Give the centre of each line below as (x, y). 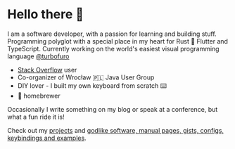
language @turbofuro (38, 56)
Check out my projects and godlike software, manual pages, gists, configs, (115, 130)
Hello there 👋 (46, 14)
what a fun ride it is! (36, 117)
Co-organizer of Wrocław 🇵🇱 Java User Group (86, 77)
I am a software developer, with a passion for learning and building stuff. (112, 34)
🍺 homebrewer (39, 96)
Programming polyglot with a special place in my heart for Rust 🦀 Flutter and (118, 41)
